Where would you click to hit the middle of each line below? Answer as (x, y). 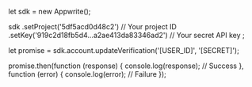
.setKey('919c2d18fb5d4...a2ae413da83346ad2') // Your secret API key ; (126, 35)
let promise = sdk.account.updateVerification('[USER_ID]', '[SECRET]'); (124, 50)
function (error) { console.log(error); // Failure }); (87, 74)
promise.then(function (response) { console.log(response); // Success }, (126, 66)
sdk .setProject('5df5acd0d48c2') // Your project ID (92, 26)
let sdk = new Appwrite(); (50, 11)
